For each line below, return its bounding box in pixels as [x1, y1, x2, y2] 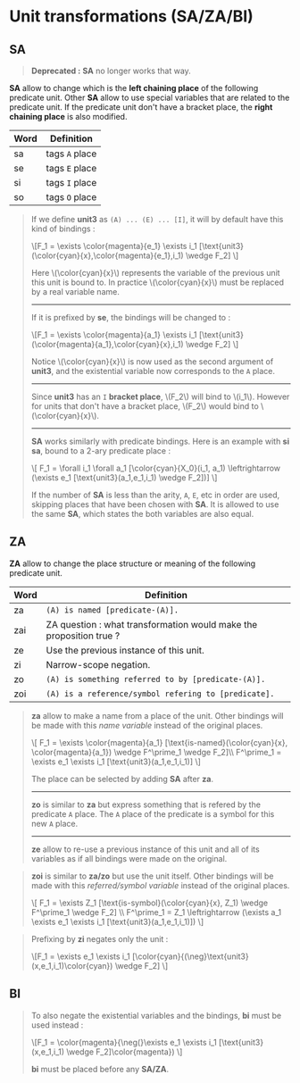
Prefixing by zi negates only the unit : [30, 933, 169, 944]
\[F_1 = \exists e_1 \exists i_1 [30, 951, 131, 962]
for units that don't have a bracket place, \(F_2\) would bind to [30, 401, 259, 412]
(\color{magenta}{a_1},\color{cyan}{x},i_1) [30, 339, 184, 349]
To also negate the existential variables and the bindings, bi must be [30, 1010, 282, 1021]
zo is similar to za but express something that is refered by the [30, 799, 262, 810]
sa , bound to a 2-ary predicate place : [30, 446, 171, 456]
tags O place [46, 191, 97, 203]
